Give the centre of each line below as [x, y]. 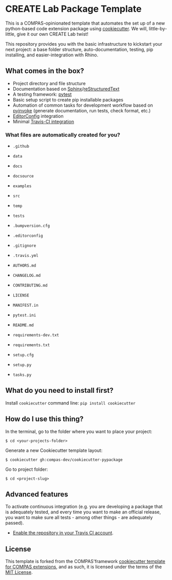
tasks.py [22, 375]
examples [22, 186]
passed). [15, 523]
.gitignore [24, 246]
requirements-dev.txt [36, 335]
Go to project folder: [27, 469]
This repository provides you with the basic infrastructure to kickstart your [84, 44]
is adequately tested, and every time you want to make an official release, [83, 512]
